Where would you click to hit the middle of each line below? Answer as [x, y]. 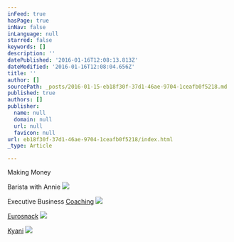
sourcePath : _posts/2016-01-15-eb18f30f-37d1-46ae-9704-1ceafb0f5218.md [117, 87]
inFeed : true [27, 14]
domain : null [33, 119]
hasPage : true [28, 21]
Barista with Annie [34, 187]
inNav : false [27, 27]
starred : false [30, 40]
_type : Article [30, 146]
